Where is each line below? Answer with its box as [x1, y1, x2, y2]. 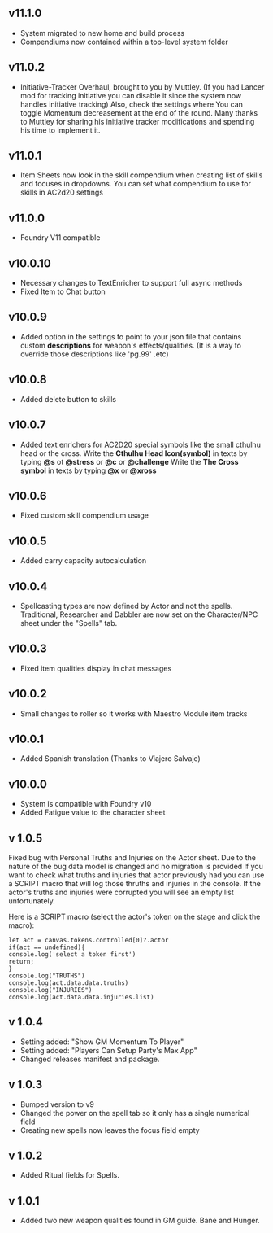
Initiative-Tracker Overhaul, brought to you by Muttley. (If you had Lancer [19, 81, 265, 92]
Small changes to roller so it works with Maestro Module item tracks [19, 708, 248, 719]
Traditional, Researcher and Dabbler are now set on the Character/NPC [19, 610, 258, 619]
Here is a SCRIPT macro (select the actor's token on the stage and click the [8, 912, 261, 921]
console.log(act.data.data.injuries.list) [8, 993, 154, 1001]
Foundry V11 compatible [19, 233, 101, 243]
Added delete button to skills [19, 394, 116, 404]
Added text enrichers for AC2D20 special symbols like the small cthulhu [19, 439, 262, 449]
